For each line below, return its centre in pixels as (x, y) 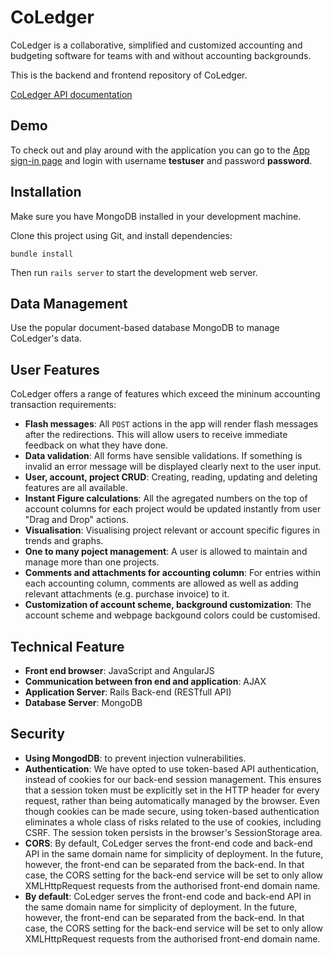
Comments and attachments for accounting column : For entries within (172, 573)
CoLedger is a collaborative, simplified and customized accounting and (156, 45)
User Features (55, 369)
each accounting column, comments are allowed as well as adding (161, 583)
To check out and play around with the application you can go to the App (160, 150)
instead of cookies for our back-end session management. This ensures (173, 779)
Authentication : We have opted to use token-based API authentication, (172, 768)
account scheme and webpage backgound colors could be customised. (172, 615)
